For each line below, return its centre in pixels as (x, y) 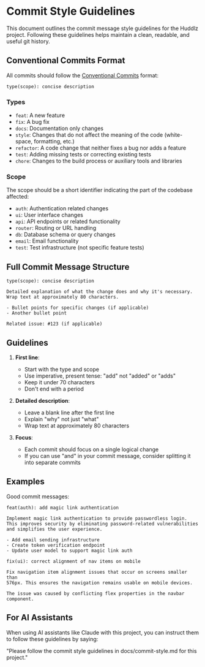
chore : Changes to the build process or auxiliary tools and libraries (99, 161)
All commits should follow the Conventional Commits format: (83, 75)
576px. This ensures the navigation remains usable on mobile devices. (99, 583)
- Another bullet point (37, 313)
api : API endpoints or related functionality (68, 221)
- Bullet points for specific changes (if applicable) (78, 308)
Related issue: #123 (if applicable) (54, 324)
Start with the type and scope (62, 369)
